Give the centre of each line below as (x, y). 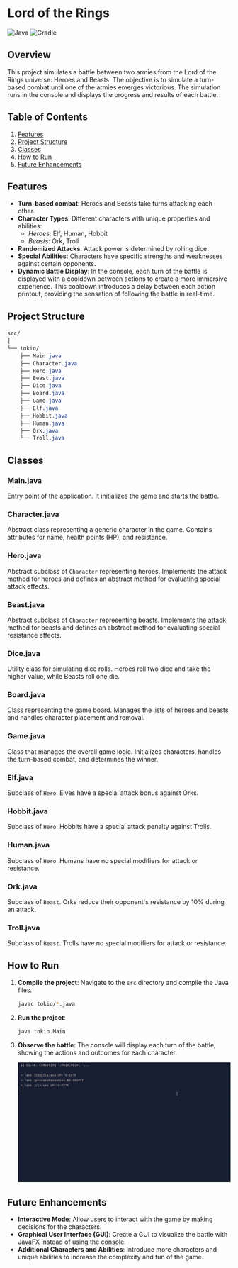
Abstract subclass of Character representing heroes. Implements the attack (117, 571)
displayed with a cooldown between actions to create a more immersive (123, 279)
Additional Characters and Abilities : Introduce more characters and (117, 1250)
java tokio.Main (41, 1031)
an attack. (22, 909)
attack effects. (28, 586)
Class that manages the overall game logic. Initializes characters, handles (114, 751)
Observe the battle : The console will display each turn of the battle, (117, 1045)
